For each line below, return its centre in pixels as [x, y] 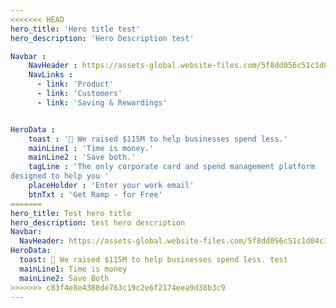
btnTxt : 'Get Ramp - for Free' [95, 194]
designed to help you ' [60, 176]
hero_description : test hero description [98, 222]
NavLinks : [51, 75]
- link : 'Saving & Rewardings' [102, 102]
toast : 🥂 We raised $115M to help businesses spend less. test [153, 260]
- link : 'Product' [75, 84]
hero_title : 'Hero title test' [75, 29]
